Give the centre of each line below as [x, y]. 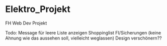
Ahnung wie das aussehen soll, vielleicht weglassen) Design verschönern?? [83, 38]
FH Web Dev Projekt [26, 23]
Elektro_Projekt [38, 9]
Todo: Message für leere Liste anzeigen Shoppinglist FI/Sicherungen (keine [83, 32]
